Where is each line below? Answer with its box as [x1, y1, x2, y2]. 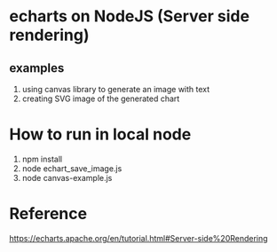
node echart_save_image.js [21, 162, 123, 174]
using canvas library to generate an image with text [21, 84, 210, 94]
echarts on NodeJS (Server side [9, 6, 250, 27]
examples [9, 60, 65, 75]
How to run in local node [9, 124, 192, 145]
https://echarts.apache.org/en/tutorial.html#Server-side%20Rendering [9, 232, 268, 243]
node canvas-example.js [21, 172, 113, 183]
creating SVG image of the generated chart [21, 93, 180, 104]
